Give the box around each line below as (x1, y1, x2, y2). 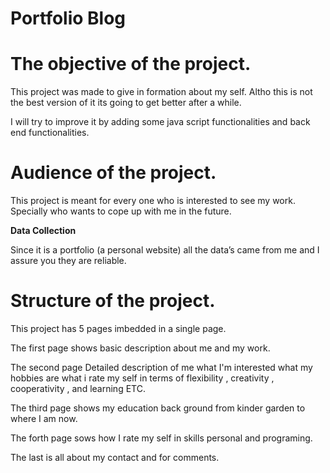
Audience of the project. (10, 162, 217, 184)
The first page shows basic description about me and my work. (10, 342, 271, 354)
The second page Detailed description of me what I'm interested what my (10, 362, 313, 373)
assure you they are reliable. (10, 255, 127, 267)
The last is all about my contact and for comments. (10, 452, 220, 463)
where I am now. (10, 413, 78, 424)
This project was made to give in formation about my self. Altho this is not (10, 86, 313, 98)
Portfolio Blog (10, 7, 127, 30)
